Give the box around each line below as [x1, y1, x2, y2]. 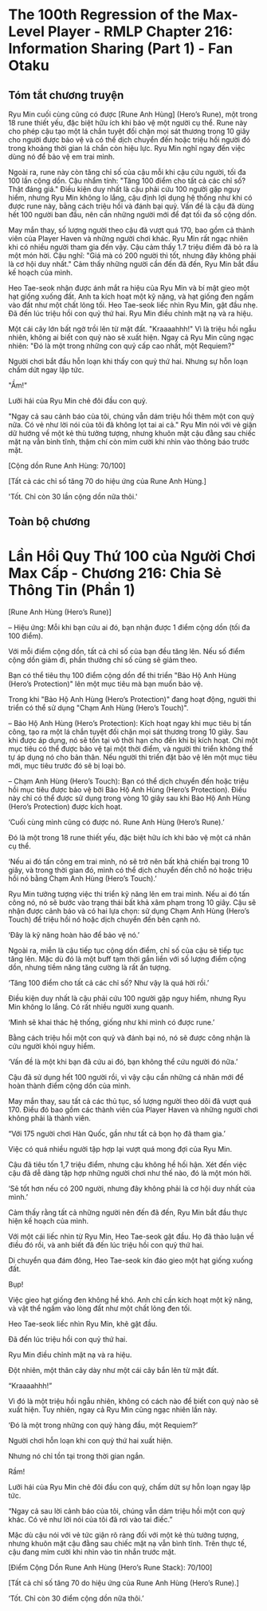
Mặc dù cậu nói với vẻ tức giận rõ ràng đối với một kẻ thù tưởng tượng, [8, 1530, 239, 1540]
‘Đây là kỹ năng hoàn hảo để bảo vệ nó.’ [8, 930, 140, 940]
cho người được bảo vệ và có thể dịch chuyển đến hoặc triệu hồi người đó [8, 135, 251, 145]
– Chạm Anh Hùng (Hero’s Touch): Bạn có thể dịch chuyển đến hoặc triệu [8, 776, 249, 786]
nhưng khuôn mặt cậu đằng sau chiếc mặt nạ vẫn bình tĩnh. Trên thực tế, [8, 1539, 247, 1549]
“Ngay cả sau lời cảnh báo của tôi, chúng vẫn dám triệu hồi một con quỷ [8, 1506, 245, 1516]
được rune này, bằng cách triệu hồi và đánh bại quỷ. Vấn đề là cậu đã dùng [8, 201, 255, 211]
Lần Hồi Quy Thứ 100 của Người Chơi [8, 547, 256, 565]
